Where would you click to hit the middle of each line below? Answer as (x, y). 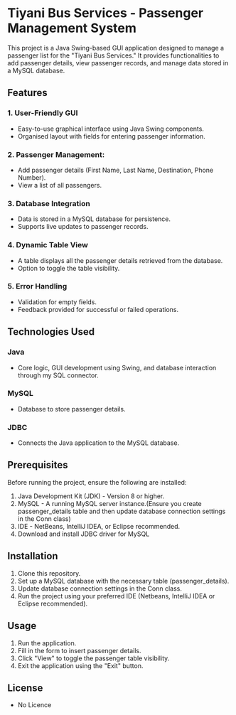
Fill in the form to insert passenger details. (79, 650)
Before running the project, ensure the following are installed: (97, 482)
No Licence (34, 705)
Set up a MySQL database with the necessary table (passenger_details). (123, 581)
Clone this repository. (49, 573)
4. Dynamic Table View (48, 245)
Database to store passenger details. (71, 409)
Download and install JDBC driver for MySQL (84, 534)
